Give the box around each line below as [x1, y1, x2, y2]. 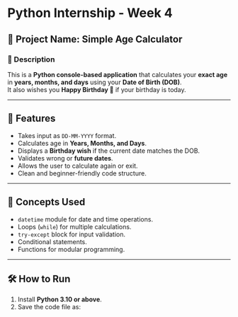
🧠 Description [7, 54, 55, 64]
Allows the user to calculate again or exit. [17, 161, 138, 170]
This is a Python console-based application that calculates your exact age [7, 70, 228, 79]
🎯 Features [7, 113, 56, 125]
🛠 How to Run [7, 272, 71, 284]
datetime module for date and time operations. [17, 214, 154, 224]
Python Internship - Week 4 [7, 5, 173, 21]
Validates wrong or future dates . [17, 154, 113, 162]
